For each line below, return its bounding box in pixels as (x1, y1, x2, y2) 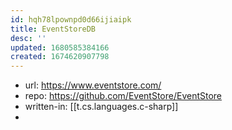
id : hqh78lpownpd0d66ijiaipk (10, 14, 132, 25)
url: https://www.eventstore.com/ (24, 79, 162, 91)
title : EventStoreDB (10, 24, 97, 34)
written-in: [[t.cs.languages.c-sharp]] (24, 101, 179, 113)
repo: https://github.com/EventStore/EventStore (24, 90, 223, 102)
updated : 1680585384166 (10, 42, 110, 53)
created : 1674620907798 (10, 52, 110, 62)
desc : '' (10, 33, 47, 43)
